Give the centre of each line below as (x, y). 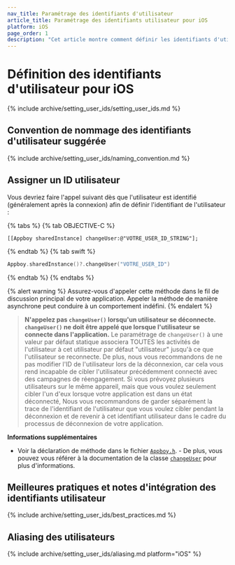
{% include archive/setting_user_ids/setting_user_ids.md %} (94, 108)
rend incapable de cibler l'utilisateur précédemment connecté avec (121, 371)
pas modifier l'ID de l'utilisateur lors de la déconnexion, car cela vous (124, 364)
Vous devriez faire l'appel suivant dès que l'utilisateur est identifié (102, 197)
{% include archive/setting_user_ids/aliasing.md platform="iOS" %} (104, 554)
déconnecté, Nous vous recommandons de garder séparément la (119, 401)
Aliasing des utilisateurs (61, 537)
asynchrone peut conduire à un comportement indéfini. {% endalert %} (110, 306)
